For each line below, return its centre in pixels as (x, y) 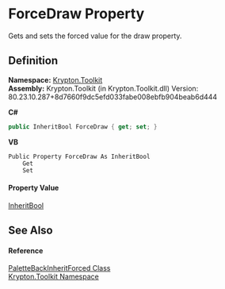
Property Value (34, 188)
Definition (33, 61)
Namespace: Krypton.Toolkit (55, 79)
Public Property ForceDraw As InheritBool (79, 156)
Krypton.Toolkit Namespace (53, 277)
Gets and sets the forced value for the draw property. (95, 36)
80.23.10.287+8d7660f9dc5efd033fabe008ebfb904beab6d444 (113, 97)
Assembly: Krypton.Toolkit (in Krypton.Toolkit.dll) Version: (103, 88)
